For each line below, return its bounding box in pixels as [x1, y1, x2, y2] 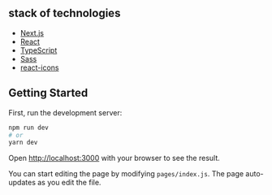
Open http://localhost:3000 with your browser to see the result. [8, 154, 221, 163]
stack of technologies [8, 6, 121, 20]
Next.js [19, 28, 45, 37]
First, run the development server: [8, 107, 123, 117]
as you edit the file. [37, 178, 101, 188]
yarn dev [8, 138, 38, 147]
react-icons [19, 63, 59, 72]
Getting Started [8, 86, 89, 100]
